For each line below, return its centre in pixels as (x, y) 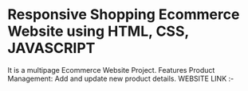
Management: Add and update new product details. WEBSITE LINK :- (121, 78)
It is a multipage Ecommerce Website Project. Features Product (111, 70)
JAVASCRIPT (51, 48)
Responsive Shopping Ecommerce (124, 15)
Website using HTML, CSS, (98, 31)
